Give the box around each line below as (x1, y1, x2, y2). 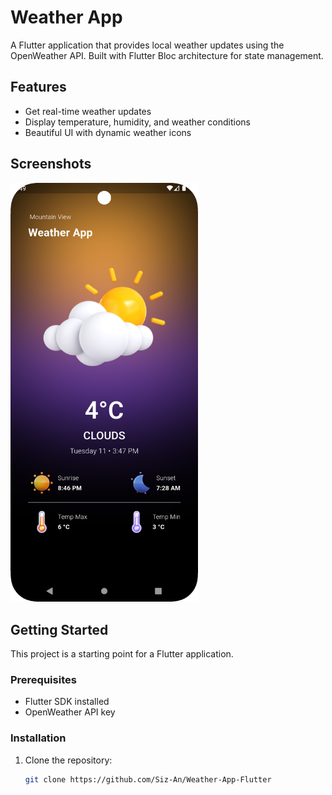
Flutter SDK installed (24, 696, 110, 708)
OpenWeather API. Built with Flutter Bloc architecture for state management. (10, 49, 324, 61)
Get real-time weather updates (24, 105, 152, 117)
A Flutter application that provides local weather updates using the (10, 39, 285, 51)
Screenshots (10, 156, 92, 173)
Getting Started (10, 621, 109, 638)
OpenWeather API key (24, 706, 116, 718)
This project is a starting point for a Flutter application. (10, 648, 234, 660)
